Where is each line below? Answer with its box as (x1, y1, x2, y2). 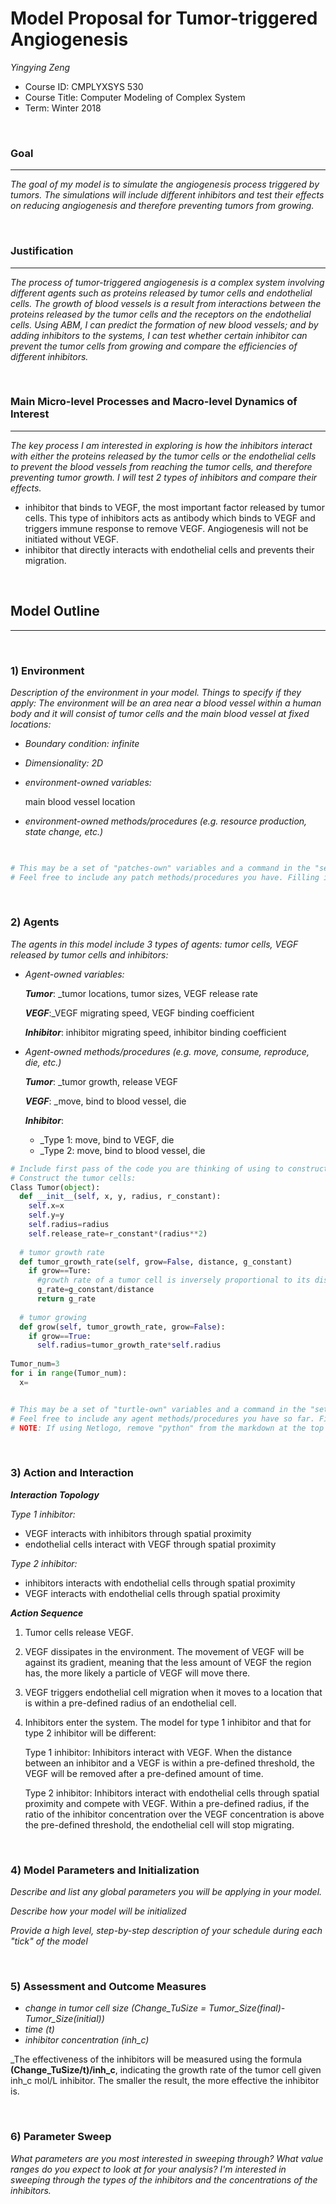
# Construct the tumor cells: (10, 1173, 137, 1183)
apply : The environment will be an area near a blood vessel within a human (10, 697, 322, 709)
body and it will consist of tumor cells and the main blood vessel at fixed (10, 707, 310, 719)
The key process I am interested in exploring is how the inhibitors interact (10, 439, 313, 451)
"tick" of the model (10, 1935, 88, 1947)
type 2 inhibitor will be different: (24, 1727, 157, 1739)
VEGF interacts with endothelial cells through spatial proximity (24, 1587, 281, 1599)
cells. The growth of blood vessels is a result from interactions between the (10, 297, 322, 309)
